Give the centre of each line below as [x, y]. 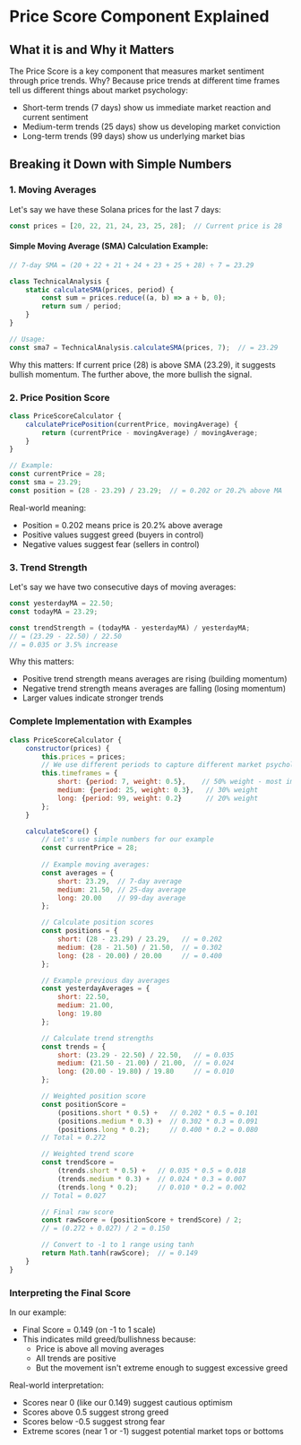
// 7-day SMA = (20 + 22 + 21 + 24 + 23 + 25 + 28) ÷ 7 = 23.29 [132, 265]
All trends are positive [76, 1358]
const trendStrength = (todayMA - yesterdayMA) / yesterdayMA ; [130, 628]
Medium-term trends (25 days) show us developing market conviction [151, 126]
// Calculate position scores [98, 923]
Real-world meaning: [48, 508]
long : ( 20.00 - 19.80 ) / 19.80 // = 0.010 [146, 1072]
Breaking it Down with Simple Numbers [120, 165]
